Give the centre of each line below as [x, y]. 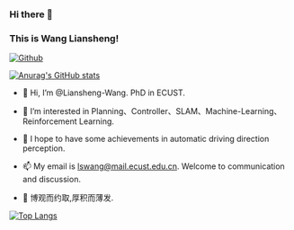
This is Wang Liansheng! [64, 38]
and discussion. [51, 180]
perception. [44, 148]
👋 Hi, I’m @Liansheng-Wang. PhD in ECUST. [104, 93]
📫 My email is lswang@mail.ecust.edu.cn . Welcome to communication [153, 166]
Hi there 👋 [31, 14]
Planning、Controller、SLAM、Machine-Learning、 [187, 111]
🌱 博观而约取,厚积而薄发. [68, 198]
